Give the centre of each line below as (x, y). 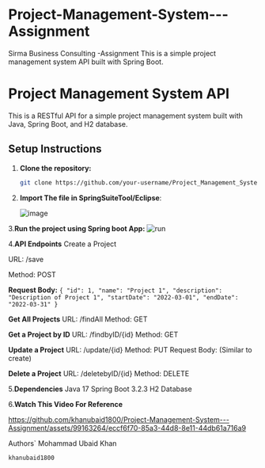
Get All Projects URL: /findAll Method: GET (78, 319)
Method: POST (32, 274)
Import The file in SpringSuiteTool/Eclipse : (91, 198)
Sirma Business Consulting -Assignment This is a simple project (112, 53)
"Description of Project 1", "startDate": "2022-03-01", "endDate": (123, 297)
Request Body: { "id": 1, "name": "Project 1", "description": (115, 290)
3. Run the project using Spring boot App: (77, 228)
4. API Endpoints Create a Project (62, 244)
